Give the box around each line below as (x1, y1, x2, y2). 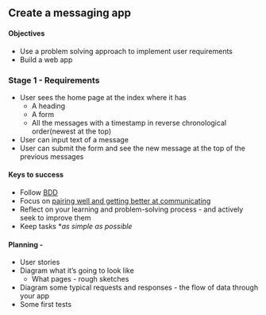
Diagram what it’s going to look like (19, 266, 135, 275)
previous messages (19, 151, 84, 161)
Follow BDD (19, 188, 58, 197)
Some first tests (19, 300, 72, 309)
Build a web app (19, 55, 73, 64)
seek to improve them (19, 213, 91, 223)
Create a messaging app (8, 6, 131, 20)
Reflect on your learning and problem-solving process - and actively (19, 204, 244, 214)
